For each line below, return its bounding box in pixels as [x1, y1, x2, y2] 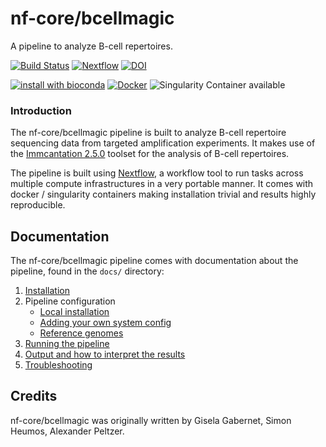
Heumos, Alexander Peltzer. [10, 425, 125, 437]
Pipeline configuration [24, 295, 116, 307]
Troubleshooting [24, 359, 93, 371]
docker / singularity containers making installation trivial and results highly [10, 188, 317, 201]
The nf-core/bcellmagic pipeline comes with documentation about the [10, 255, 299, 267]
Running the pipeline [24, 338, 110, 350]
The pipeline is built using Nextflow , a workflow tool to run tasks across [10, 167, 304, 179]
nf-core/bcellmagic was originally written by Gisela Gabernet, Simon [10, 414, 292, 426]
